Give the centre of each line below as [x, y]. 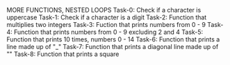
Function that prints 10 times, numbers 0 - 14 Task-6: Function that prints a [113, 39]
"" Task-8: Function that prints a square [63, 54]
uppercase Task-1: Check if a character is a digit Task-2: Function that [107, 17]
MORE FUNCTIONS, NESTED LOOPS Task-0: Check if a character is [104, 10]
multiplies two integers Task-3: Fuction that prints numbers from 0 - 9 [106, 25]
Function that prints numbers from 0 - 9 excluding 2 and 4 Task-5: [109, 32]
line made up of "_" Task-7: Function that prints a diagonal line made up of [113, 47]
